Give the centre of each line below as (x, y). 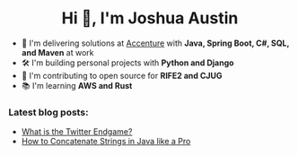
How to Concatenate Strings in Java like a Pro (106, 142)
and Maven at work (58, 52)
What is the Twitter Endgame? (77, 132)
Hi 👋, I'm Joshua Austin (150, 18)
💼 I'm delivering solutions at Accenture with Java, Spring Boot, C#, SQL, (155, 43)
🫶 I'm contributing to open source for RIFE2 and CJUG (122, 75)
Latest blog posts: (48, 112)
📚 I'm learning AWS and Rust (77, 85)
